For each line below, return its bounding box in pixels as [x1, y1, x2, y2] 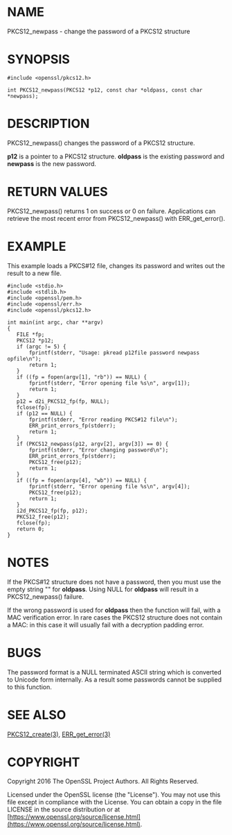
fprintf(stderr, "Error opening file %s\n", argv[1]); [28, 379, 190, 386]
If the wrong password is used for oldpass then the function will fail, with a [7, 606, 221, 614]
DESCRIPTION [7, 116, 90, 132]
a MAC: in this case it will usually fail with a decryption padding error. [7, 620, 204, 629]
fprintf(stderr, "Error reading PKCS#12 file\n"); [28, 416, 178, 423]
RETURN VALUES [7, 184, 109, 199]
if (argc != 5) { [16, 343, 67, 350]
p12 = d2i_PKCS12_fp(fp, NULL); [16, 397, 110, 405]
